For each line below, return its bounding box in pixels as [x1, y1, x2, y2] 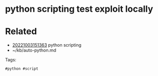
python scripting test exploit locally [5, 3, 154, 15]
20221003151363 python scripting [12, 42, 82, 48]
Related [5, 26, 37, 37]
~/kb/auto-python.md [12, 48, 57, 53]
